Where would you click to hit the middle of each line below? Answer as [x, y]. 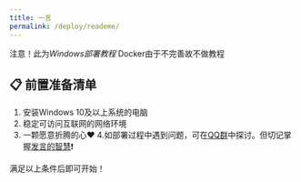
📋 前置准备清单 [53, 84]
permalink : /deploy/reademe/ [65, 26]
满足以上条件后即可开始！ [57, 168]
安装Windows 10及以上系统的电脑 [85, 112]
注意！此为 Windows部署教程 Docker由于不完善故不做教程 [117, 53]
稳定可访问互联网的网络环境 [75, 124]
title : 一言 [30, 18]
